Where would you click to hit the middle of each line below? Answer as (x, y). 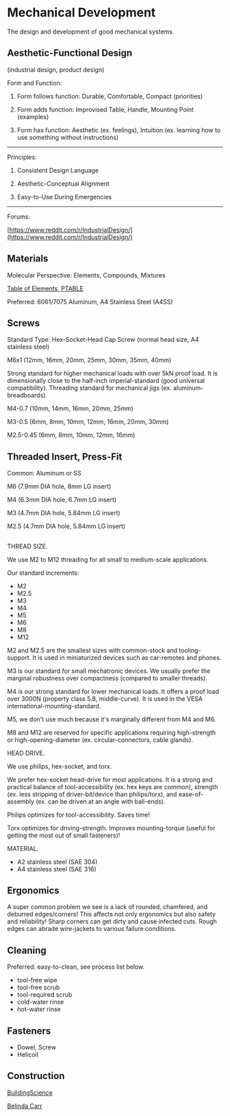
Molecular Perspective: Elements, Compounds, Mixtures (86, 275)
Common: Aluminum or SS (44, 473)
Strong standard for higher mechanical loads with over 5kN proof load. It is (112, 373)
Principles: (22, 157)
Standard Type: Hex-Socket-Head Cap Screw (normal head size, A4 (103, 340)
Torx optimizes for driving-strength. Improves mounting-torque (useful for (111, 828)
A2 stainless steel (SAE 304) (57, 862)
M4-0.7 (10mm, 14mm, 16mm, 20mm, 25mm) (70, 408)
